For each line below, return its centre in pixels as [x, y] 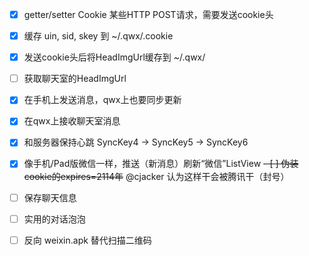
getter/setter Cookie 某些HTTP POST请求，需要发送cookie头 [148, 14]
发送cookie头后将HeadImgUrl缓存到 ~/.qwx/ [114, 57]
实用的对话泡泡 [54, 219]
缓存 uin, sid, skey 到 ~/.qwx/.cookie [98, 36]
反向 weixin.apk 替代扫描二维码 [87, 240]
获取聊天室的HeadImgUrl [75, 79]
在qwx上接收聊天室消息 [72, 121]
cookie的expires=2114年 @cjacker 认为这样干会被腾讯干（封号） [156, 176]
